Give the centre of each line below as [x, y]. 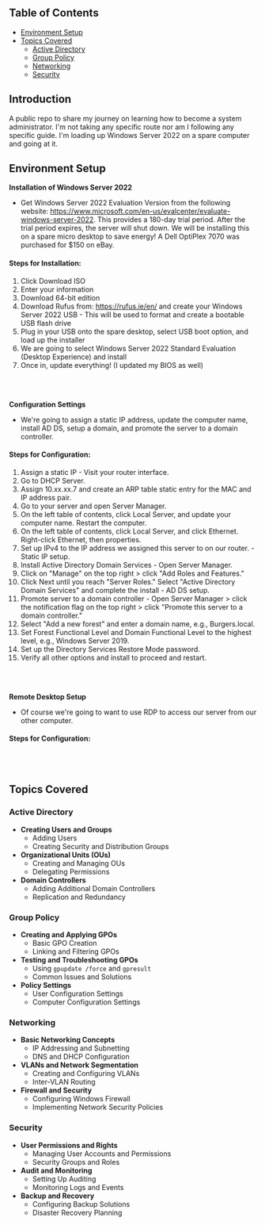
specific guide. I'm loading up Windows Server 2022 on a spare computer [129, 135]
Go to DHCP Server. [53, 480]
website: [34, 211]
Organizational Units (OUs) [66, 855]
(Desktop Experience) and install [74, 357]
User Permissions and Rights [69, 1145]
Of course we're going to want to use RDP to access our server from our [138, 712]
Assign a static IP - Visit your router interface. [95, 472]
